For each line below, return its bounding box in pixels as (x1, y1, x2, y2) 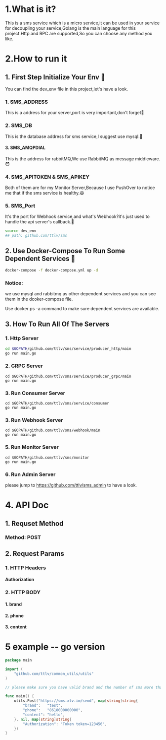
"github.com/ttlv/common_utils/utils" (14, 671, 94, 676)
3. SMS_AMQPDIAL (5, 145, 46, 151)
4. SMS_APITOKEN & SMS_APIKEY (5, 173, 90, 180)
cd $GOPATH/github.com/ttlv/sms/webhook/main (5, 428, 100, 433)
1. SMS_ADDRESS (5, 98, 48, 105)
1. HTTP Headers (5, 564, 46, 571)
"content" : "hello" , (23, 712, 65, 717)
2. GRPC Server (5, 362, 43, 369)
